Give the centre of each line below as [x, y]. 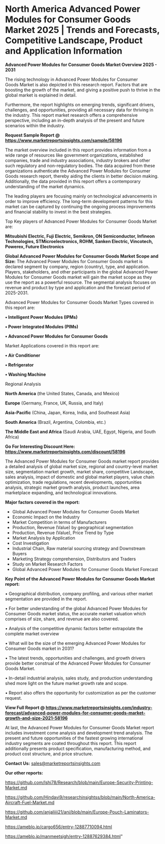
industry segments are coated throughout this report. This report [71, 743]
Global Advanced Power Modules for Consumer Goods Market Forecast [85, 569]
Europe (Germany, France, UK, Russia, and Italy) [54, 403]
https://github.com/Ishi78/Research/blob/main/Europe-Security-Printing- [79, 782]
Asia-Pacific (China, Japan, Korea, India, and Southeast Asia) [68, 412]
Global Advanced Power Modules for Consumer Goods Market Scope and [82, 256]
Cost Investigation [31, 543]
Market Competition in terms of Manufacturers [59, 522]
